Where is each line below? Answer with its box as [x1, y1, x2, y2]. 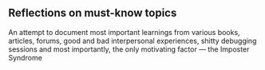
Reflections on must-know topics [8, 6, 177, 20]
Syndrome [8, 52, 42, 62]
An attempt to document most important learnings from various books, [8, 27, 241, 37]
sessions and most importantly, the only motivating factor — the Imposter [8, 44, 250, 54]
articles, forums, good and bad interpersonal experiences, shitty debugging [8, 36, 257, 45]
